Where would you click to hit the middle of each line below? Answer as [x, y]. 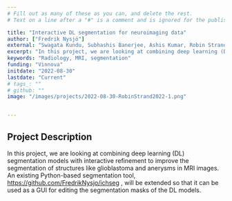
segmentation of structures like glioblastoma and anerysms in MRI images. [113, 168]
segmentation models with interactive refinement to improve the [98, 160]
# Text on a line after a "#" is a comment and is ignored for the [106, 20]
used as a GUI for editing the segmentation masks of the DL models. [104, 190]
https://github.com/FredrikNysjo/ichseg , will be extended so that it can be [113, 182]
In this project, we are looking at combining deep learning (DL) [96, 153]
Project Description [50, 136]
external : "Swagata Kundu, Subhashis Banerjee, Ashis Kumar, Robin [106, 46]
